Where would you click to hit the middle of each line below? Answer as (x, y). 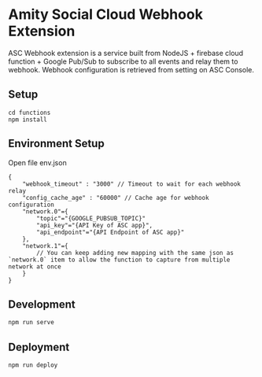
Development (42, 304)
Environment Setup (56, 144)
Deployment (39, 347)
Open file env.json (37, 162)
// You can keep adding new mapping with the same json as (135, 253)
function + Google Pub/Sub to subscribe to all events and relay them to (123, 61)
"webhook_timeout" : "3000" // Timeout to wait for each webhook (132, 184)
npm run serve (31, 323)
